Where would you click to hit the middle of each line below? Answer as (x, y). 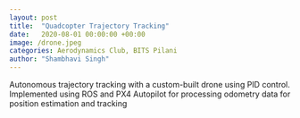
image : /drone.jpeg (46, 42)
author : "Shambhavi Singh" (59, 59)
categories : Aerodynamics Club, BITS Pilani (93, 51)
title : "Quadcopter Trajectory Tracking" (89, 26)
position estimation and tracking (68, 103)
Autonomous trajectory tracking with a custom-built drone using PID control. (150, 84)
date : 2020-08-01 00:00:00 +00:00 (77, 34)
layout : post (33, 17)
